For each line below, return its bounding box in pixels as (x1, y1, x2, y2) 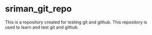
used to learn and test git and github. (5, 24, 79, 30)
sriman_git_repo (5, 3, 72, 14)
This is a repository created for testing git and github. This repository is (5, 19, 147, 25)
